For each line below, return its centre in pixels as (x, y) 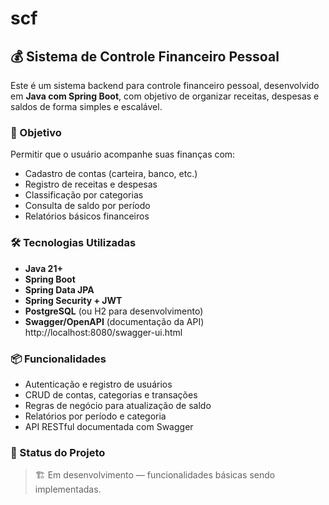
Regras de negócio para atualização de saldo (118, 405)
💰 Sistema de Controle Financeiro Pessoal (145, 56)
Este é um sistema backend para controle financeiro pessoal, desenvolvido (165, 85)
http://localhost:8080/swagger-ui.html (103, 332)
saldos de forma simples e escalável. (86, 106)
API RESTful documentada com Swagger (109, 426)
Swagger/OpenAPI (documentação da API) (114, 321)
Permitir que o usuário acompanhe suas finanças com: (123, 154)
